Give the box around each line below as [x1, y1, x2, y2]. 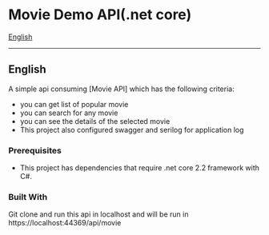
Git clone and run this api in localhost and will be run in [8, 209, 189, 219]
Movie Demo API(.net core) [8, 6, 192, 24]
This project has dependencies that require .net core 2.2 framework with [19, 163, 260, 173]
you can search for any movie [19, 108, 118, 117]
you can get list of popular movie [19, 99, 129, 109]
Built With [8, 191, 48, 202]
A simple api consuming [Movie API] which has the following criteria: [8, 84, 235, 94]
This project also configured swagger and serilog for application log [19, 125, 244, 134]
